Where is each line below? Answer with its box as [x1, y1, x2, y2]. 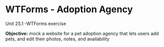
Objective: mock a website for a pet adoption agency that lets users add [5, 30, 159, 36]
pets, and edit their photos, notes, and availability [5, 36, 110, 42]
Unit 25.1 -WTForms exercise [5, 20, 66, 27]
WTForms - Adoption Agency [5, 4, 133, 15]
